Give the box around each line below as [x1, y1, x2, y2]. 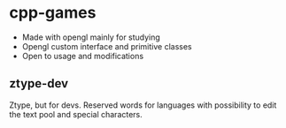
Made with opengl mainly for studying [21, 32, 161, 42]
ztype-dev [9, 76, 69, 91]
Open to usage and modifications [21, 50, 144, 61]
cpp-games [9, 3, 97, 23]
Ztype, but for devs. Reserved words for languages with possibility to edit [9, 100, 277, 110]
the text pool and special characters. [9, 109, 143, 119]
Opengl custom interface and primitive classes [21, 41, 192, 51]
